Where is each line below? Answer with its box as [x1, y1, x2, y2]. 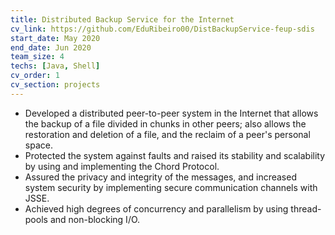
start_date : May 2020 [10, 33, 101, 43]
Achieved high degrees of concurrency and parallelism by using [24, 202, 289, 215]
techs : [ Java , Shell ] [10, 61, 101, 71]
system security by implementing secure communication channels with [24, 181, 318, 193]
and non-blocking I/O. [49, 213, 141, 225]
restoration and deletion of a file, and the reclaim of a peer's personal [24, 128, 311, 140]
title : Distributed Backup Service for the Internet [10, 14, 235, 25]
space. [24, 139, 53, 151]
